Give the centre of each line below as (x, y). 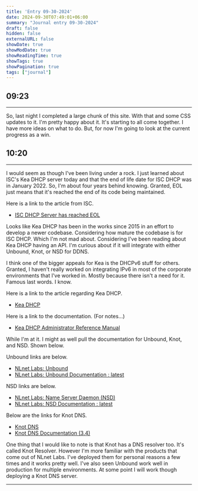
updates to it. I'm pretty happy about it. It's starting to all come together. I (95, 122)
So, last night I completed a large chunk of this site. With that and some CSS (99, 116)
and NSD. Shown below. (35, 345)
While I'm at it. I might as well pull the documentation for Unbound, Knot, (94, 339)
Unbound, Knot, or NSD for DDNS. (48, 251)
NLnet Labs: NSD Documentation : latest (64, 403)
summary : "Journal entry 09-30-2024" (52, 22)
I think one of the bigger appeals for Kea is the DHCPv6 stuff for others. (93, 263)
